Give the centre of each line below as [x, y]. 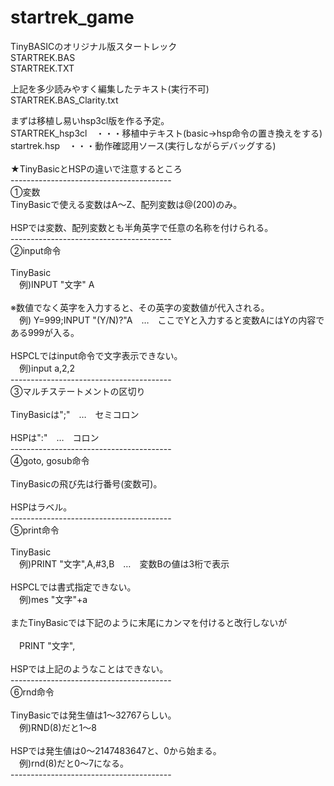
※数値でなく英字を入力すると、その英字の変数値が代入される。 [140, 307]
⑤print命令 [35, 530]
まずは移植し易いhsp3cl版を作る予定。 [90, 120]
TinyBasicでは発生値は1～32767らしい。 [93, 715]
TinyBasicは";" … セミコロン [75, 414]
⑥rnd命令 [32, 692]
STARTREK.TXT [42, 68]
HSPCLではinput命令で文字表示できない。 [96, 355]
